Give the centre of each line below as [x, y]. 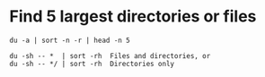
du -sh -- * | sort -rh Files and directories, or [110, 56]
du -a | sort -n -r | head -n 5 [70, 40]
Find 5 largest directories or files [133, 17]
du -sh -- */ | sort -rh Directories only [92, 64]
